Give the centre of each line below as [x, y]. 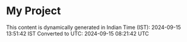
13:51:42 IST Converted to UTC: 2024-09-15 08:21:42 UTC [78, 33]
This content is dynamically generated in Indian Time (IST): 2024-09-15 [93, 27]
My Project [34, 11]
